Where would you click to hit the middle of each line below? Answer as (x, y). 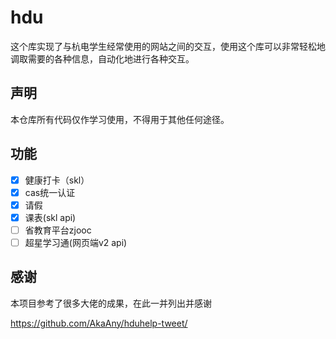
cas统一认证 (50, 192)
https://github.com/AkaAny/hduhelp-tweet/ (99, 323)
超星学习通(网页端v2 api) (76, 242)
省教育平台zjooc (58, 230)
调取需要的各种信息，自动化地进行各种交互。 (102, 58)
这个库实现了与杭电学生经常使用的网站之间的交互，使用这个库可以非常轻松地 (168, 46)
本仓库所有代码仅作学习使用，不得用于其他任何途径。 (120, 119)
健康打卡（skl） (57, 180)
